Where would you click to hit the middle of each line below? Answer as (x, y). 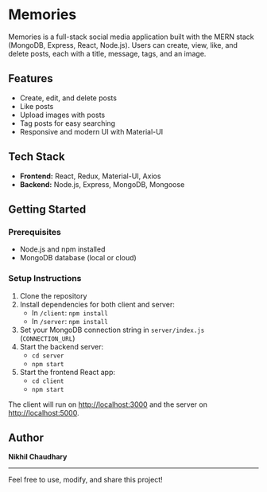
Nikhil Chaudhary (38, 457)
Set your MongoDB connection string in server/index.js (112, 330)
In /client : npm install (70, 313)
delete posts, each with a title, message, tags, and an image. (107, 53)
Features (31, 78)
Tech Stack (37, 157)
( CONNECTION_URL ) (47, 338)
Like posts (37, 106)
